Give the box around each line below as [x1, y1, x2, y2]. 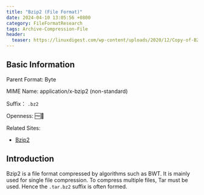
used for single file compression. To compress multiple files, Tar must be [6, 176, 188, 183]
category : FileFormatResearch [6, 20, 83, 26]
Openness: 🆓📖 [6, 112, 44, 119]
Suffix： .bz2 [6, 100, 39, 107]
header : [6, 32, 26, 38]
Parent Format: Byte [6, 75, 56, 83]
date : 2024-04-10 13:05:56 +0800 [6, 15, 91, 21]
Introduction [6, 154, 55, 164]
